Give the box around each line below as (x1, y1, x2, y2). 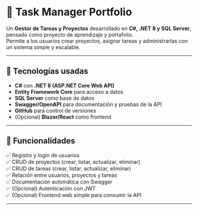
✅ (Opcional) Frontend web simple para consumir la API (6, 191, 141, 198)
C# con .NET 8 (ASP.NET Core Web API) (14, 82, 115, 89)
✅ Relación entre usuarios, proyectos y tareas (6, 171, 118, 179)
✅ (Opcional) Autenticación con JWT (6, 185, 96, 192)
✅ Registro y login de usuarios (6, 152, 80, 159)
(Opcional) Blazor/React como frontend (14, 113, 112, 120)
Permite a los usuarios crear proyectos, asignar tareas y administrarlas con (6, 37, 189, 44)
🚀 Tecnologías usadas (6, 66, 88, 76)
